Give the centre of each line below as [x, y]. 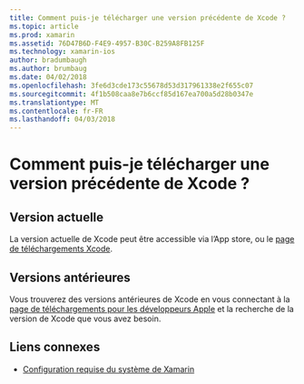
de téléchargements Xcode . [61, 249]
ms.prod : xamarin [42, 35]
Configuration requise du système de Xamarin [108, 369]
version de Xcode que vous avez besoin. [85, 318]
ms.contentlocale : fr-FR [56, 111]
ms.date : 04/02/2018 [49, 77]
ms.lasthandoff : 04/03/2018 [63, 119]
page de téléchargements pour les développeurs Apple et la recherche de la [152, 308]
